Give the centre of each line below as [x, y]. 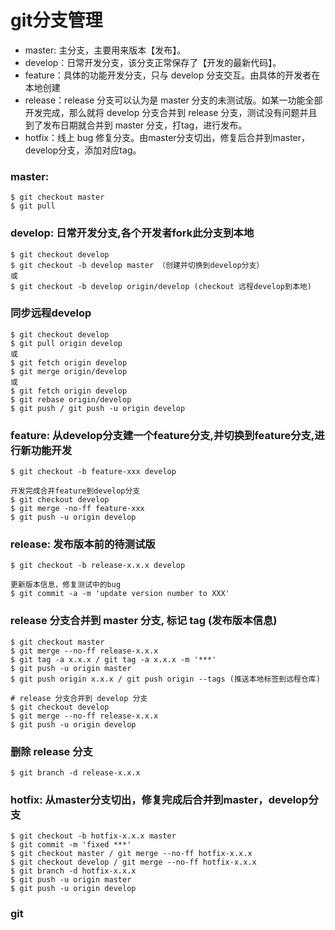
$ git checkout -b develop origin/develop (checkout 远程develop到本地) [161, 286]
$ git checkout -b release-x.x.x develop [98, 566]
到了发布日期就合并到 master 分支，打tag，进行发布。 [136, 125]
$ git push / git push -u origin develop [98, 408]
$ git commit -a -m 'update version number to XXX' [120, 594]
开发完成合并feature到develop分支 [75, 491]
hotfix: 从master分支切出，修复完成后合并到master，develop [159, 799]
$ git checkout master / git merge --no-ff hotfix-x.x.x [131, 854]
